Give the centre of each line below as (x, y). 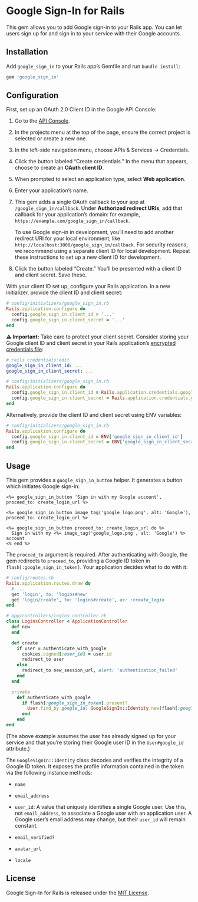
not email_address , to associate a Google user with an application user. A (103, 813)
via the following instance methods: (49, 772)
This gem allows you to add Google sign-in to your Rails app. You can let (94, 27)
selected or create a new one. (51, 139)
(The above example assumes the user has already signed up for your (91, 736)
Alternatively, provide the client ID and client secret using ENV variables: (94, 414)
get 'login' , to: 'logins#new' (50, 594)
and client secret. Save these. (51, 275)
